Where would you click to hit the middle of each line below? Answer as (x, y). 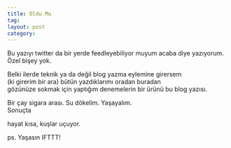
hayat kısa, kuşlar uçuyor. (44, 124)
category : (22, 33)
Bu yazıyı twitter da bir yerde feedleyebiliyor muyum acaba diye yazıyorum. (115, 53)
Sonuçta (19, 110)
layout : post (26, 27)
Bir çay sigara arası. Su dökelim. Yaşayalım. (70, 103)
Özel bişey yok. (29, 61)
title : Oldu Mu (29, 14)
